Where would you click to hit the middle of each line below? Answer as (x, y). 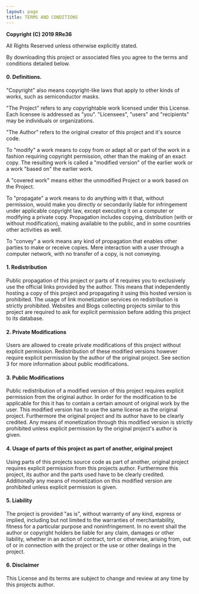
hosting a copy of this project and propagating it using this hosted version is (99, 293)
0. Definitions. (24, 77)
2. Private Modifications (36, 332)
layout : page (22, 12)
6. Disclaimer (23, 565)
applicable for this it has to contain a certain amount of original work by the (98, 404)
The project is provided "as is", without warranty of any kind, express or (94, 513)
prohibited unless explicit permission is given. (62, 487)
